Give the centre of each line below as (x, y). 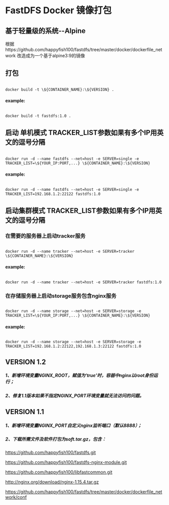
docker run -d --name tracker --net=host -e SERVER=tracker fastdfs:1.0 (83, 282)
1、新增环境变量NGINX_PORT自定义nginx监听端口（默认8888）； (74, 425)
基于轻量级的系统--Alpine (46, 31)
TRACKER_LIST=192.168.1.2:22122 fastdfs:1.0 (53, 194)
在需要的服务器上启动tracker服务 (46, 236)
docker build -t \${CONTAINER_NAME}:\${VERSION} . (60, 89)
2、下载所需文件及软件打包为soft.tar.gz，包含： (56, 439)
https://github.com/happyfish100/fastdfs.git (51, 452)
